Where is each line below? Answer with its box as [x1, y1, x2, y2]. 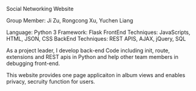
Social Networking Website [6, 5, 74, 12]
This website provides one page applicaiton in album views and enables [6, 72, 186, 78]
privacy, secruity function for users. [6, 78, 96, 85]
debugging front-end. [6, 60, 60, 67]
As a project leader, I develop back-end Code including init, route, [6, 47, 171, 54]
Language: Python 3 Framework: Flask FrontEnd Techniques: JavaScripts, [6, 29, 191, 36]
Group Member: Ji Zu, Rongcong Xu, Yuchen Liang [6, 17, 134, 24]
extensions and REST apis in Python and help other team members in [6, 53, 178, 60]
